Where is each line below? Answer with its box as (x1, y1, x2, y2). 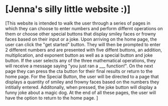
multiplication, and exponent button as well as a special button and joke (5, 52, 153, 58)
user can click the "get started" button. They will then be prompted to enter (5, 41, 161, 47)
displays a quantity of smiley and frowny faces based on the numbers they (5, 79, 159, 85)
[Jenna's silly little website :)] (5, 4, 131, 15)
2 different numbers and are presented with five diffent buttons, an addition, (5, 47, 162, 53)
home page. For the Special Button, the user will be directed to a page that (5, 73, 159, 79)
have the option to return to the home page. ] (5, 94, 98, 101)
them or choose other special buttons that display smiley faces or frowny (5, 31, 156, 37)
